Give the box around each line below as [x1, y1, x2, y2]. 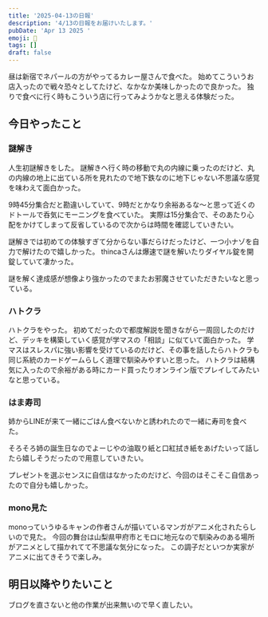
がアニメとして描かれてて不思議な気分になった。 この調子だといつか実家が [8, 542, 254, 552]
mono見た [8, 502, 48, 513]
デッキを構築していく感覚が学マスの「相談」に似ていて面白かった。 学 [22, 334, 254, 344]
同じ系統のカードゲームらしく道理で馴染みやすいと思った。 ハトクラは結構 [8, 354, 255, 364]
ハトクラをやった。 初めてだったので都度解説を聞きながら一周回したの [8, 325, 242, 334]
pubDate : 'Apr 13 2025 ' [8, 26, 91, 34]
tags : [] [8, 42, 37, 49]
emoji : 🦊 [8, 34, 37, 42]
